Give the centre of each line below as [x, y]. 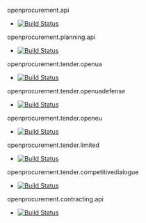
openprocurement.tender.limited [53, 145]
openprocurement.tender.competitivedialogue [73, 172]
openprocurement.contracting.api [56, 199]
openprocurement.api [38, 10]
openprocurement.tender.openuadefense [66, 91]
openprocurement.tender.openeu [55, 118]
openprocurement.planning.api [51, 37]
